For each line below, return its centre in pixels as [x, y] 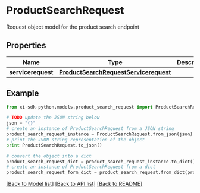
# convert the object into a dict [49, 156]
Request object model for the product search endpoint [73, 27]
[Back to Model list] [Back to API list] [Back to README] [74, 184]
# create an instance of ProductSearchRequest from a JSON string [90, 129]
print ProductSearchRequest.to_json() [54, 145]
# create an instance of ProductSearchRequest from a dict [81, 167]
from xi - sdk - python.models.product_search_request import [79, 107]
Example [23, 94]
